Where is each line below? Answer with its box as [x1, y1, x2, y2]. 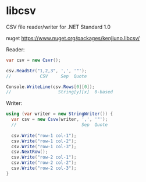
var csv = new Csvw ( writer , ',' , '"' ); [11, 117, 108, 123]
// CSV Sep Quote [6, 73, 87, 79]
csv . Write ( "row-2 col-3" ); [11, 165, 77, 171]
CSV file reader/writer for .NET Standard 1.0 [6, 23, 111, 30]
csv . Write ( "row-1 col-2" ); [11, 138, 77, 144]
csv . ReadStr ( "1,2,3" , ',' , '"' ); [6, 68, 87, 73]
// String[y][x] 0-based [6, 89, 113, 95]
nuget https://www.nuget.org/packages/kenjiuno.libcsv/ [6, 34, 140, 41]
